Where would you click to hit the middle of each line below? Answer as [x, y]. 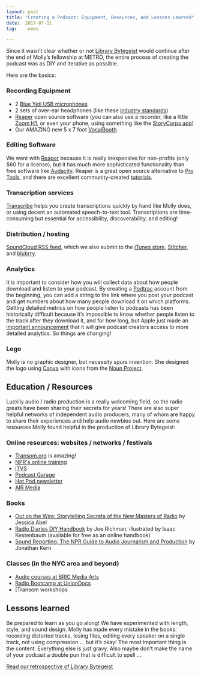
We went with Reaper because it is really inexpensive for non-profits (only [97, 158]
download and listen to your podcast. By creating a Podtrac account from [97, 288]
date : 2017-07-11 [29, 23]
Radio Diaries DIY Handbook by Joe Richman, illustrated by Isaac [95, 529]
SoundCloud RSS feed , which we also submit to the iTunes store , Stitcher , [97, 247]
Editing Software [31, 145]
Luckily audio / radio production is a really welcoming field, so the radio [94, 401]
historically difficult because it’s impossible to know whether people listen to [100, 314]
